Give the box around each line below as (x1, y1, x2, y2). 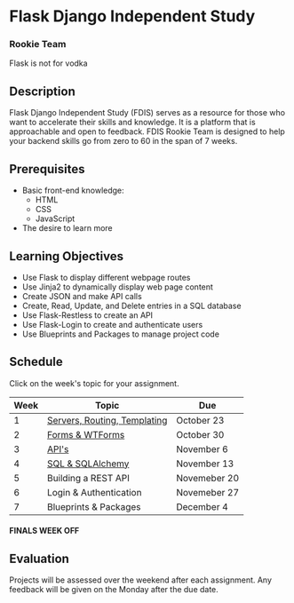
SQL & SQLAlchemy (47, 457, 130, 470)
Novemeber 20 (176, 472, 240, 484)
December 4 (176, 500, 228, 512)
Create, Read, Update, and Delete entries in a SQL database (21, 300, 242, 311)
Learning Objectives (9, 249, 124, 264)
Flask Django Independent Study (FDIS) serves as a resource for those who (9, 107, 286, 118)
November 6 (176, 442, 228, 455)
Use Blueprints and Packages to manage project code (21, 329, 220, 339)
